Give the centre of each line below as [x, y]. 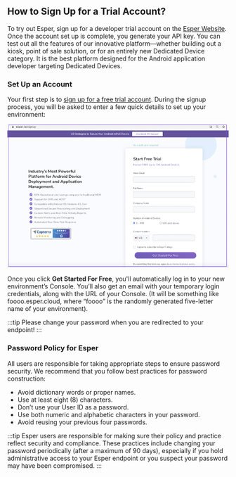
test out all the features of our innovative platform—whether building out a [114, 43]
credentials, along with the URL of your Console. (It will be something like [113, 294]
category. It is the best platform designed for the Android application [106, 58]
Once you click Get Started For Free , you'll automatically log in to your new [116, 279]
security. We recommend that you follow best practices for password [107, 371]
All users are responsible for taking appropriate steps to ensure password [113, 363]
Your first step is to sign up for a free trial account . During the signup [107, 100]
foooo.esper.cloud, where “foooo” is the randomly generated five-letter [110, 301]
